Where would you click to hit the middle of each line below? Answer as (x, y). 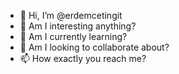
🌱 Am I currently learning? (73, 36)
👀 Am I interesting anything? (78, 26)
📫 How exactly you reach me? (83, 58)
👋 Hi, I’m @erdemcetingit (71, 15)
